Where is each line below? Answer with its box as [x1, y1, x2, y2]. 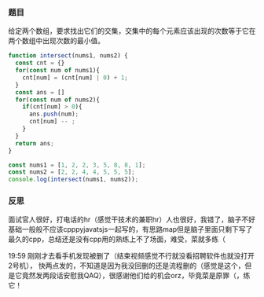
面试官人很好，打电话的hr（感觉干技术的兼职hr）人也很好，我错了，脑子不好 [8, 214, 256, 225]
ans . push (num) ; [28, 110, 79, 119]
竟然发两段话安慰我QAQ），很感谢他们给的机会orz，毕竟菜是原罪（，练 [21, 271, 251, 280]
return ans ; [15, 139, 55, 147]
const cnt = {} [15, 59, 65, 68]
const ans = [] [15, 88, 65, 96]
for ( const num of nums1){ [15, 67, 101, 75]
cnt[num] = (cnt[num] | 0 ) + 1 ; [22, 73, 128, 82]
